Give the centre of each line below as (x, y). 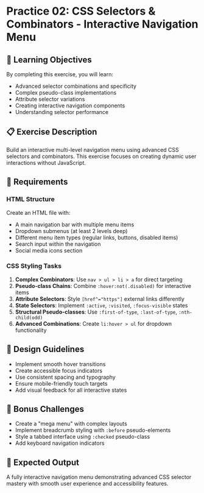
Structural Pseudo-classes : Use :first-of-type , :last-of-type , (96, 312)
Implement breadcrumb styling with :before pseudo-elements (93, 430)
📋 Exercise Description (52, 132)
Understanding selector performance (62, 112)
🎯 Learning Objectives (49, 59)
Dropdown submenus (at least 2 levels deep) (71, 231)
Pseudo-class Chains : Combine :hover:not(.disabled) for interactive (103, 286)
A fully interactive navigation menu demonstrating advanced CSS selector (99, 477)
